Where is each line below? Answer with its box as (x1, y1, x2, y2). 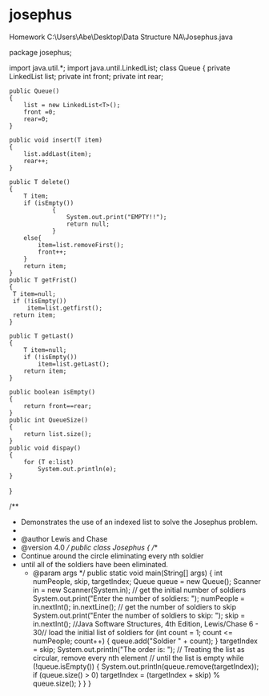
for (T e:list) (23, 458, 74, 466)
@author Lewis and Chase (20, 534, 108, 543)
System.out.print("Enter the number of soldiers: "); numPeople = (32, 594, 245, 603)
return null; (66, 220, 110, 228)
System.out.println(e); (38, 465, 117, 473)
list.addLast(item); (23, 150, 92, 158)
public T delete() (9, 178, 70, 186)
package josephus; (9, 47, 72, 57)
